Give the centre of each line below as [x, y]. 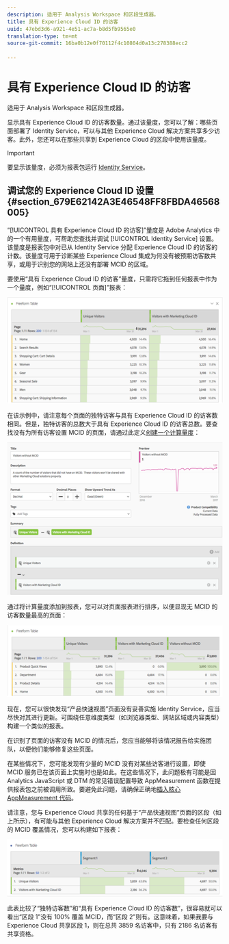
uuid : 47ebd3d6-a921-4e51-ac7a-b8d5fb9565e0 [71, 29]
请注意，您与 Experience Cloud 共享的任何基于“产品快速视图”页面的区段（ [111, 813]
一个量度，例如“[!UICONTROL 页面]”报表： [67, 287]
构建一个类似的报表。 [37, 726]
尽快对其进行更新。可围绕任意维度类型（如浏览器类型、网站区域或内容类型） [115, 717]
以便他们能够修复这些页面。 [58, 749]
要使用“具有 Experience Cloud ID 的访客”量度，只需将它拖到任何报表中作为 [112, 279]
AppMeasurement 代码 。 [42, 798]
